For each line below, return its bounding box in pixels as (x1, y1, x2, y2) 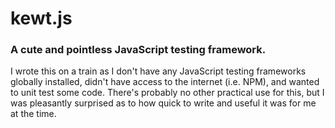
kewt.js (10, 7, 73, 30)
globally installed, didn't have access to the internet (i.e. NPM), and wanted (10, 76, 320, 88)
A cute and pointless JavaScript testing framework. (10, 43, 267, 57)
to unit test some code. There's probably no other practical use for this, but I (10, 87, 325, 99)
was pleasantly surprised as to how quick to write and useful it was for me (10, 97, 317, 109)
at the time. (10, 108, 57, 120)
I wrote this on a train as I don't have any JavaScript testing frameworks (10, 65, 307, 77)
